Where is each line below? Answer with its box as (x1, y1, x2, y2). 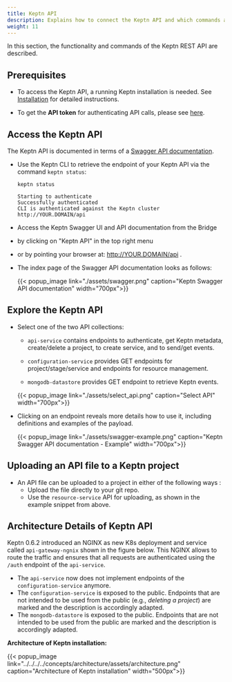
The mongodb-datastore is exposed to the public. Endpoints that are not (17, 611, 219, 619)
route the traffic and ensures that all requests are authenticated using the (7, 553, 215, 562)
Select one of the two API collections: (17, 322, 124, 331)
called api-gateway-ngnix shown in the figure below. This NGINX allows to (7, 546, 217, 554)
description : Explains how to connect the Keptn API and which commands (7, 17, 221, 24)
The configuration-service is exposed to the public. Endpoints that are (17, 589, 220, 597)
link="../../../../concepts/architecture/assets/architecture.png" (7, 660, 181, 668)
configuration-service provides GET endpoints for (27, 357, 173, 365)
